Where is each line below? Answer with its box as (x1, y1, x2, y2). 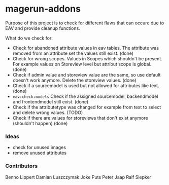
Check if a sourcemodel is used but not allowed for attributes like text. (12, 82, 159, 89)
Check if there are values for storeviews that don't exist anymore (12, 115, 148, 121)
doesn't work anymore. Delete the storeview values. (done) (12, 77, 137, 83)
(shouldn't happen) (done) (12, 120, 68, 126)
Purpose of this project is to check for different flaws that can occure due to (5, 20, 164, 26)
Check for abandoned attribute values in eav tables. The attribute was (12, 45, 159, 51)
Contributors (5, 163, 38, 170)
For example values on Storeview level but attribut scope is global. (12, 61, 151, 67)
